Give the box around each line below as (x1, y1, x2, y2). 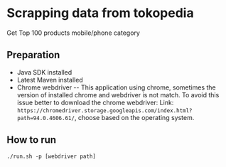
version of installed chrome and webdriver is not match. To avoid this (16, 90, 220, 99)
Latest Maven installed (16, 75, 83, 84)
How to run (6, 134, 57, 146)
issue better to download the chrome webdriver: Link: (16, 98, 174, 107)
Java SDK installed (16, 68, 72, 76)
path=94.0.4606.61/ (16, 114, 75, 122)
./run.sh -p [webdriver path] (6, 153, 97, 160)
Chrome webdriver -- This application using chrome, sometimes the (16, 83, 216, 92)
